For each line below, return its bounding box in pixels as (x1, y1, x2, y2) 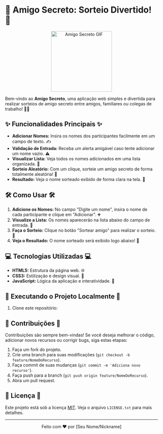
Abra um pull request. (12, 378, 56, 383)
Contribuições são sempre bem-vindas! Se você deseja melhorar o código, (5, 332, 155, 338)
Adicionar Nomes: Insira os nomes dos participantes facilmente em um (12, 133, 155, 139)
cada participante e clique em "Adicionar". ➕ (12, 211, 101, 217)
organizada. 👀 (12, 161, 40, 167)
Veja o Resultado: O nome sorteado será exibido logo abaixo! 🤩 (12, 237, 140, 243)
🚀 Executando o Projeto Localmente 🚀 (5, 292, 120, 300)
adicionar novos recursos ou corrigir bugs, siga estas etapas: (5, 337, 128, 343)
